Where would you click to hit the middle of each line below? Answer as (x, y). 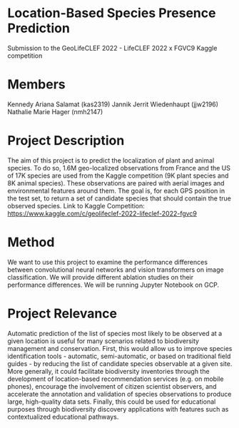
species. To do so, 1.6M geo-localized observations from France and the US (119, 168)
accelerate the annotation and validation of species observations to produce (119, 394)
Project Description (66, 141)
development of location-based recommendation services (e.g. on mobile (116, 379)
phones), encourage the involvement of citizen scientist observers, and (112, 386)
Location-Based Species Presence (112, 13)
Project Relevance (62, 314)
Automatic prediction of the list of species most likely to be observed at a (115, 333)
